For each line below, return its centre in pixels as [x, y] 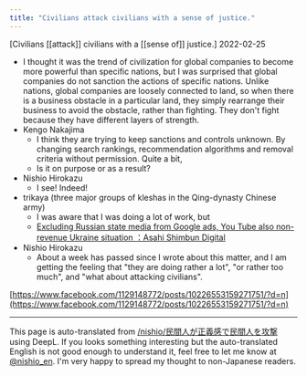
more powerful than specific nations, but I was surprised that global [150, 71]
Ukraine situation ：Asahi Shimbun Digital [147, 237]
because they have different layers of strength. [111, 120]
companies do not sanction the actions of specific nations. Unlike [146, 81]
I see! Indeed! [62, 187]
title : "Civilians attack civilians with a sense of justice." [132, 18]
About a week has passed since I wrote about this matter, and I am [162, 257]
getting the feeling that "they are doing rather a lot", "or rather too [160, 266]
